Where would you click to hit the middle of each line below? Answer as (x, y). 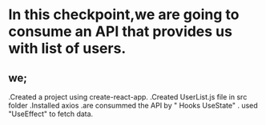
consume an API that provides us (120, 31)
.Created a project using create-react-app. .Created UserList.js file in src (128, 97)
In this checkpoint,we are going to (124, 15)
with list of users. (67, 49)
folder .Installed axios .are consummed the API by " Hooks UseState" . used (133, 105)
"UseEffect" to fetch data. (51, 114)
